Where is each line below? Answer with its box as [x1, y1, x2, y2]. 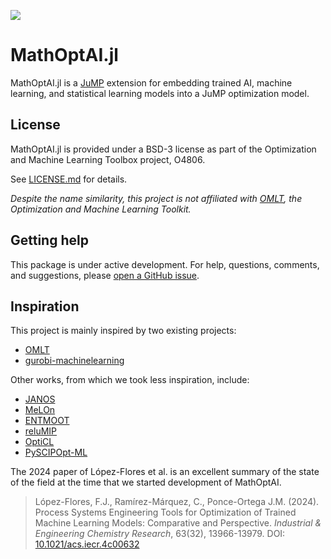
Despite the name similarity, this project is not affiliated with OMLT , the [10, 192, 303, 204]
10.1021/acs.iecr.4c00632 [34, 538, 140, 550]
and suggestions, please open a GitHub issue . [10, 269, 200, 281]
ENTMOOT [24, 415, 70, 427]
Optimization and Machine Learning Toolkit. [10, 203, 192, 215]
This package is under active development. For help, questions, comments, [10, 258, 320, 270]
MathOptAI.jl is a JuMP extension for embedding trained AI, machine [10, 76, 293, 89]
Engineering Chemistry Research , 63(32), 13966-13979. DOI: [34, 528, 286, 540]
